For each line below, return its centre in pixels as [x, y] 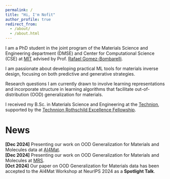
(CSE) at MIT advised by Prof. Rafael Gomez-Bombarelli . [64, 59]
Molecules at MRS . [25, 160]
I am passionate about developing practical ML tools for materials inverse [82, 68]
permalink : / [19, 10]
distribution [17, 95]
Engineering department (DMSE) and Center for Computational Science [80, 53]
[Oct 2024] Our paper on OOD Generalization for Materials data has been [82, 166]
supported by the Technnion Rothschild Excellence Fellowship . [71, 110]
